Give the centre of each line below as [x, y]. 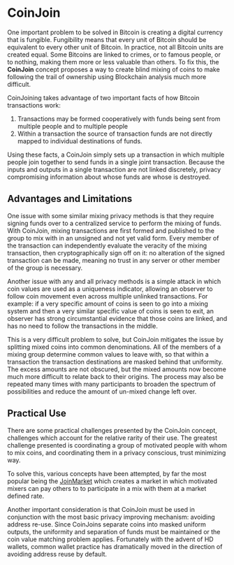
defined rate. [26, 496]
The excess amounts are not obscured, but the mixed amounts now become [117, 369]
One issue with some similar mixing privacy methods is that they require [111, 215]
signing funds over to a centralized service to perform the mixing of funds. [115, 223]
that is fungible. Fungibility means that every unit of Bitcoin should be [107, 39]
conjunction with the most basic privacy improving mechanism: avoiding [111, 517]
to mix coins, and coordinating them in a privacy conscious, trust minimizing [117, 452]
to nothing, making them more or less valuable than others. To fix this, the [113, 62]
